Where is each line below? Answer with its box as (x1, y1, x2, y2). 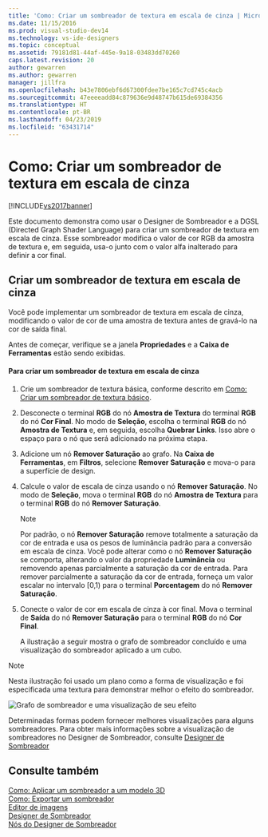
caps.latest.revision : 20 (8, 57, 94, 65)
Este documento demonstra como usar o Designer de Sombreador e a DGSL (8, 216, 259, 226)
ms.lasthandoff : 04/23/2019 (8, 116, 102, 124)
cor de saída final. (8, 324, 68, 334)
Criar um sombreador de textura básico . (19, 392, 152, 402)
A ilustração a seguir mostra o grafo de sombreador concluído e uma (19, 637, 247, 646)
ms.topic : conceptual (8, 42, 81, 50)
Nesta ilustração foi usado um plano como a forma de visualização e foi (8, 676, 244, 685)
